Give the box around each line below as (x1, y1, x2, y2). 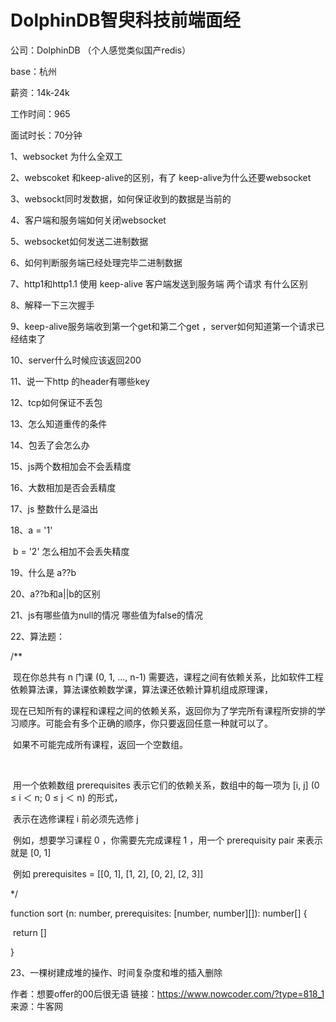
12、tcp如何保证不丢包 (10, 396, 103, 408)
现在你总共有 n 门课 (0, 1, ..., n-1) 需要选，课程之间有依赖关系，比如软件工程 (12, 671, 324, 683)
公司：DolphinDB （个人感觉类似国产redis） (10, 44, 192, 56)
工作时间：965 (10, 107, 71, 120)
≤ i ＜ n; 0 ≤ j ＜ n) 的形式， (10, 791, 123, 803)
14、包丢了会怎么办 (10, 439, 90, 451)
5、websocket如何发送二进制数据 (10, 235, 149, 247)
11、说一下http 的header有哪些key (10, 375, 150, 387)
